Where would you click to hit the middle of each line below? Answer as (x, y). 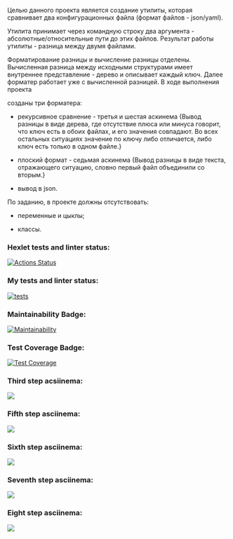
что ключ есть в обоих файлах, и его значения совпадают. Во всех (118, 131)
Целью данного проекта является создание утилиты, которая (100, 10)
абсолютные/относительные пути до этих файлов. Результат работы (111, 39)
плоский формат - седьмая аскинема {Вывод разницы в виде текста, (121, 160)
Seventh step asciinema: (50, 480)
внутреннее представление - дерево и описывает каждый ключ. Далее (115, 74)
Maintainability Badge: (47, 314)
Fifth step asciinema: (44, 414)
